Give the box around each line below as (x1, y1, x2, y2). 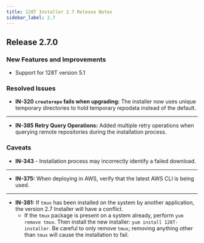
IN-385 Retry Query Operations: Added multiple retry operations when (15, 122, 194, 129)
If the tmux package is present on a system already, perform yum (24, 211, 184, 219)
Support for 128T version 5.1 (15, 69, 86, 77)
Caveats (6, 143, 32, 152)
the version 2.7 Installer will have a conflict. (15, 205, 123, 213)
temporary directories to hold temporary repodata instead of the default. (15, 104, 196, 112)
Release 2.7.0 (6, 37, 58, 47)
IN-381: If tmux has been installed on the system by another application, (15, 199, 195, 206)
